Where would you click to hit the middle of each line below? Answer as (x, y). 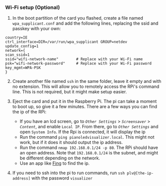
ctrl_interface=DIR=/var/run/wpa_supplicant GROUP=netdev (66, 42)
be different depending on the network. (60, 158)
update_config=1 (22, 46)
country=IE (16, 38)
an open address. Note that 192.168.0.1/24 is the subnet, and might (89, 153)
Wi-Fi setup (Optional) (33, 7)
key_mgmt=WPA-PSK (23, 68)
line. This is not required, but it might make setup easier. (70, 92)
